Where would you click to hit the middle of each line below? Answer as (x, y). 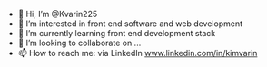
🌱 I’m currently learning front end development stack (117, 33)
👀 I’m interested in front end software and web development (130, 24)
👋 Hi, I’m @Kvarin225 (58, 14)
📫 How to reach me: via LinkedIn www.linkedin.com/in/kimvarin (138, 53)
